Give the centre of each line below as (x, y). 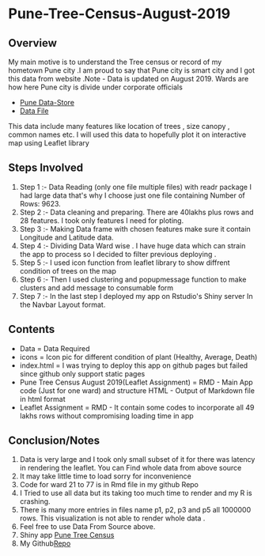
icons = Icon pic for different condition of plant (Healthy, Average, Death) (138, 357)
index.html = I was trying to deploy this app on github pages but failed (134, 365)
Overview (33, 43)
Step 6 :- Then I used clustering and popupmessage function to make (133, 279)
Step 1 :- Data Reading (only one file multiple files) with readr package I (135, 187)
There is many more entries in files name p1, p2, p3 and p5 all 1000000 (135, 510)
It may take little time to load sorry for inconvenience (105, 476)
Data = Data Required (55, 348)
